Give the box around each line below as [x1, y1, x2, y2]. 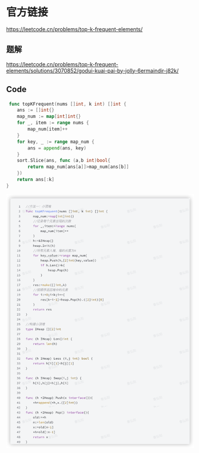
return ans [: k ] [17, 177, 55, 183]
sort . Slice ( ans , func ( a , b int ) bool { [17, 158, 111, 164]
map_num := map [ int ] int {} [17, 114, 82, 120]
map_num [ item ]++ [27, 126, 68, 132]
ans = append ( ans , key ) [27, 145, 86, 151]
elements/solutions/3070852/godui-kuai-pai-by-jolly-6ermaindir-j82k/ [6, 67, 179, 74]
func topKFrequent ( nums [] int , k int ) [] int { [8, 101, 127, 107]
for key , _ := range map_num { [17, 139, 95, 145]
